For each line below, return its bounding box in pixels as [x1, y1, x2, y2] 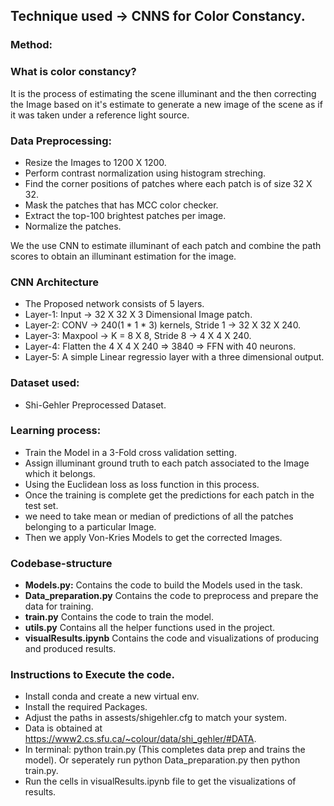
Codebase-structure [10, 556, 113, 570]
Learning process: [10, 424, 102, 438]
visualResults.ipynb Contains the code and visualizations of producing [24, 632, 320, 644]
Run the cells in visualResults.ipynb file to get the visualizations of [24, 775, 297, 788]
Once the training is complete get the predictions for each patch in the [24, 489, 315, 501]
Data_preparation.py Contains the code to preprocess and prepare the [24, 590, 319, 602]
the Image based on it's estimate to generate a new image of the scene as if [10, 98, 323, 110]
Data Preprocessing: [10, 134, 113, 148]
